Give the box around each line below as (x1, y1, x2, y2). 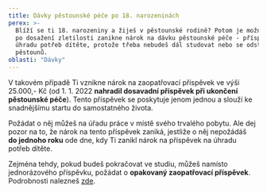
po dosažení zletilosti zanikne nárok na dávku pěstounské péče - (15, 33, 240, 42)
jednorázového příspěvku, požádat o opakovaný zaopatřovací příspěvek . (8, 168, 251, 177)
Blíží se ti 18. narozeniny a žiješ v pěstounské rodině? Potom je (15, 26, 244, 34)
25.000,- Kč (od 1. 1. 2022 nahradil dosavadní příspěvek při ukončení (8, 86, 238, 95)
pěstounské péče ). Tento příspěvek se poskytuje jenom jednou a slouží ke (8, 95, 253, 104)
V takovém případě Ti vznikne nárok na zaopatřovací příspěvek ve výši (8, 77, 240, 87)
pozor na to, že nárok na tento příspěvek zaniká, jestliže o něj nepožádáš (8, 126, 247, 136)
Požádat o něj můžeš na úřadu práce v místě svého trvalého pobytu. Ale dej (8, 118, 256, 128)
